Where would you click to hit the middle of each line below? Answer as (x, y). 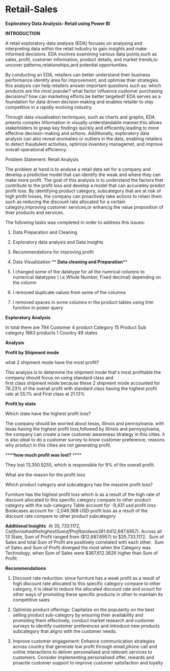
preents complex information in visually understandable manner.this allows (83, 122)
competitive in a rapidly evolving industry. (49, 107)
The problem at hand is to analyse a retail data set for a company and (78, 169)
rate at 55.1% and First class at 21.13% (45, 394)
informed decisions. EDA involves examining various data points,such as (81, 54)
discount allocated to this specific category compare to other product (78, 499)
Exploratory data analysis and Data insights (58, 242)
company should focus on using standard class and (59, 377)
